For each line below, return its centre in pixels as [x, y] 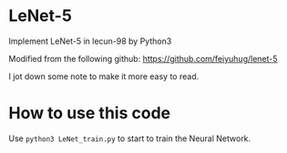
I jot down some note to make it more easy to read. [104, 76]
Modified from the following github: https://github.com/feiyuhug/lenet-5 [143, 58]
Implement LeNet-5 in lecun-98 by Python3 [90, 41]
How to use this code [89, 113]
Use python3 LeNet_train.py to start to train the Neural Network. [130, 138]
